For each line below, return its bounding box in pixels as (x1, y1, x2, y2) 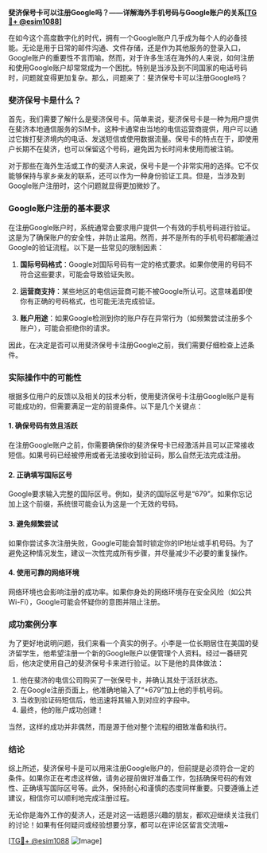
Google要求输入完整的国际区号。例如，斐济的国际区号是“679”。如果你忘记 (8, 489, 253, 499)
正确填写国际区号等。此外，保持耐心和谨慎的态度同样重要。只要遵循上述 (21, 784, 259, 793)
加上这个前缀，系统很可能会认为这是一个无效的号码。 (8, 499, 183, 509)
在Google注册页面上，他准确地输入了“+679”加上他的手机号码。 (19, 685, 227, 695)
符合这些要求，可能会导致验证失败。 (19, 269, 139, 279)
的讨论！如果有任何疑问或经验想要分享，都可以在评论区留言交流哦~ (8, 820, 229, 830)
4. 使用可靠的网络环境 (8, 568, 79, 577)
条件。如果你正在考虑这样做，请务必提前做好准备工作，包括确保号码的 (8, 773, 238, 783)
